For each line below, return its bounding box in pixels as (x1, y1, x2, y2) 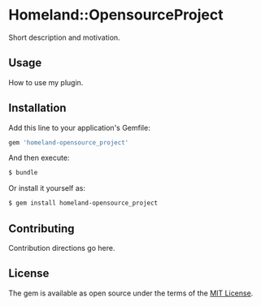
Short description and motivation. (8, 32, 120, 42)
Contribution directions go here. (8, 244, 115, 252)
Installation (8, 101, 67, 115)
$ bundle (8, 169, 38, 177)
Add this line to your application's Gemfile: (8, 123, 150, 132)
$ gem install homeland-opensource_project (8, 199, 159, 208)
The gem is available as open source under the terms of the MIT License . (8, 288, 254, 298)
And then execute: (8, 153, 70, 163)
